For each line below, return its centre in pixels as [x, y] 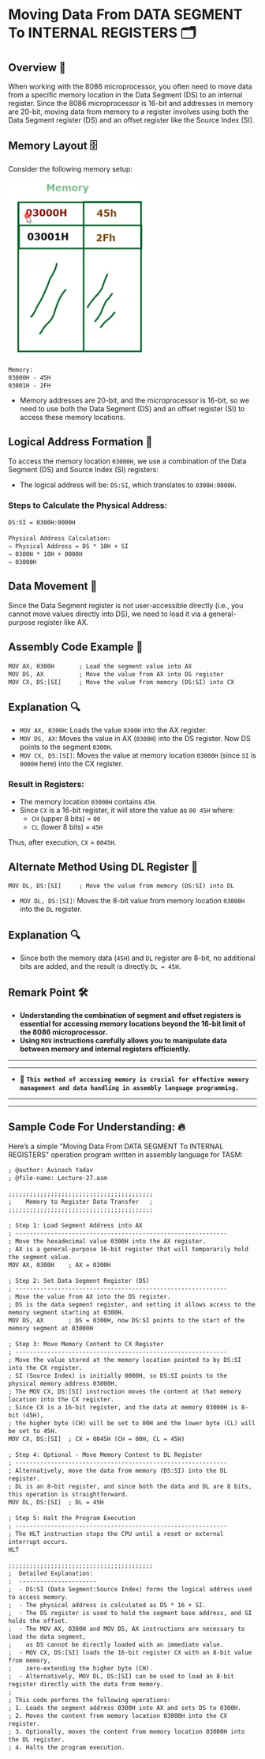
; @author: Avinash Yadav [50, 1170]
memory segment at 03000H [50, 1328]
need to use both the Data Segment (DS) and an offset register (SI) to [132, 408]
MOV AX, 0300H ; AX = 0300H [60, 1265]
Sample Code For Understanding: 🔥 [97, 1127]
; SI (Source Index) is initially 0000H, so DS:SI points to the [118, 1375]
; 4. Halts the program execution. [67, 1747]
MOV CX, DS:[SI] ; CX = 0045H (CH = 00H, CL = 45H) [97, 1439]
